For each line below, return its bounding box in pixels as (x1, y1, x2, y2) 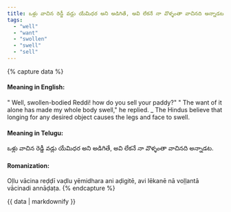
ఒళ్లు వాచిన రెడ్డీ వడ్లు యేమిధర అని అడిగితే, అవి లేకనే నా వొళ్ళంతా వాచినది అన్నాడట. (7, 144, 214, 152)
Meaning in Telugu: (7, 129, 64, 137)
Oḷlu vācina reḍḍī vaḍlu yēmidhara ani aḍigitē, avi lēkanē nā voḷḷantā (7, 177, 199, 185)
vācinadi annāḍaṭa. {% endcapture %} (7, 184, 115, 193)
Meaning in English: (7, 83, 65, 92)
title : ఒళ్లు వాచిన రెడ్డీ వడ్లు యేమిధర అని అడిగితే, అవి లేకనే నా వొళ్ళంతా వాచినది (7, 10, 202, 17)
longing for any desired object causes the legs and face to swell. (7, 113, 190, 121)
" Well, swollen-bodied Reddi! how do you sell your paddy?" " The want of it (7, 98, 222, 107)
